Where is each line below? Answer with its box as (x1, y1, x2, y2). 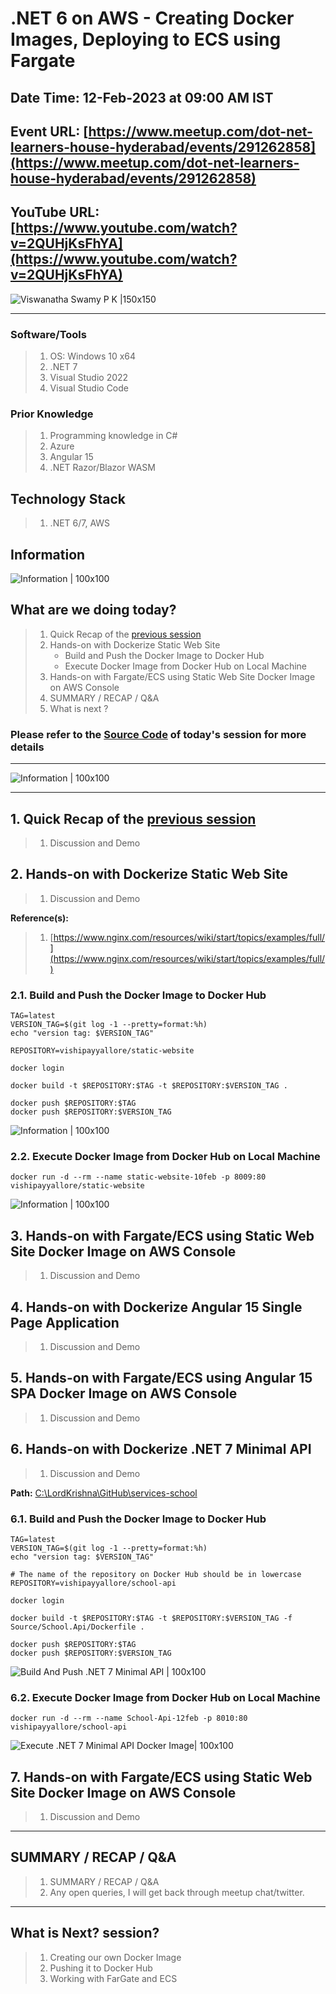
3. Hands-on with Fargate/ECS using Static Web (10, 1227, 315, 1244)
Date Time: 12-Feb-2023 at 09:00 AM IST (10, 89, 274, 106)
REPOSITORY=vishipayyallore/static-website (10, 1046, 195, 1056)
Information (10, 546, 86, 563)
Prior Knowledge (10, 407, 94, 421)
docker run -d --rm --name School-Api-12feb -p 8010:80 (10, 1713, 248, 1724)
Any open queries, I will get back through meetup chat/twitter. (49, 1886, 305, 1898)
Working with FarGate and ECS (49, 1972, 178, 1984)
